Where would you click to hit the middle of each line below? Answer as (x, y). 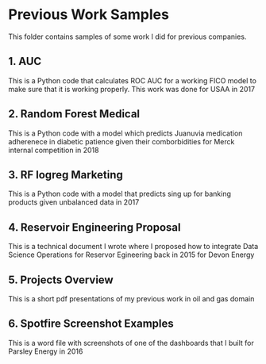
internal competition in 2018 (54, 150)
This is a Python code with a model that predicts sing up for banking (120, 194)
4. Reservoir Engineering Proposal (94, 227)
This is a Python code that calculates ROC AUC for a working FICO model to (132, 80)
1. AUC (25, 61)
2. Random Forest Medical (74, 114)
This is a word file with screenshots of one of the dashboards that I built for (131, 343)
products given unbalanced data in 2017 (74, 202)
